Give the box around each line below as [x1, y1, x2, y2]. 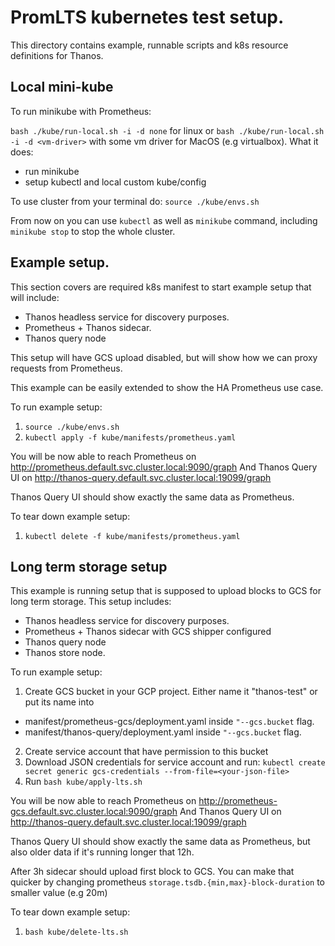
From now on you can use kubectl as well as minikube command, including [10, 214, 318, 226]
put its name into [24, 696, 95, 708]
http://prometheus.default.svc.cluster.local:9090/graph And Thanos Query [10, 461, 318, 473]
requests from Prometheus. [10, 362, 123, 374]
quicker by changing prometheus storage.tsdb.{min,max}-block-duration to [10, 876, 325, 888]
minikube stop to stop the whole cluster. [10, 225, 176, 237]
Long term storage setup [10, 558, 168, 575]
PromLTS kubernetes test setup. [10, 6, 285, 29]
